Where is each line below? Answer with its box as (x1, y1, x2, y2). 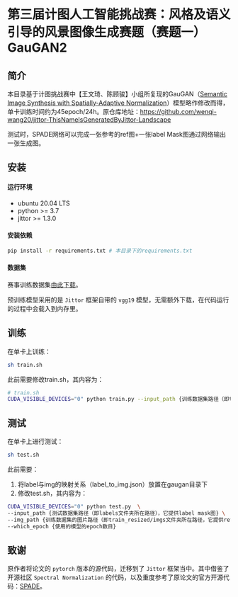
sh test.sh (7, 451, 40, 459)
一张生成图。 (7, 139, 45, 147)
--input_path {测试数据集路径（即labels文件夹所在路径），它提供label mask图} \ (7, 509, 225, 517)
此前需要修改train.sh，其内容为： (7, 375, 104, 383)
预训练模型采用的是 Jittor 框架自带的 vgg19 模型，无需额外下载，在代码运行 (7, 295, 229, 304)
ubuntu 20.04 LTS (17, 199, 71, 207)
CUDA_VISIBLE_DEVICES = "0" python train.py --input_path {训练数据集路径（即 (7, 396, 229, 403)
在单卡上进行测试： (7, 437, 64, 446)
